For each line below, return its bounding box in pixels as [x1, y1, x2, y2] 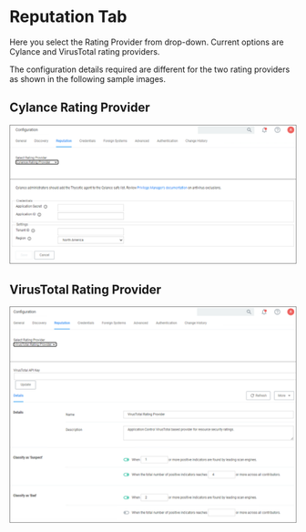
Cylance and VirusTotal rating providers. [9, 46, 160, 56]
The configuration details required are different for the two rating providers [9, 64, 291, 75]
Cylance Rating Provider [9, 100, 150, 116]
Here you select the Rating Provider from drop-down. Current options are [9, 36, 284, 47]
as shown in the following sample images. [9, 73, 167, 84]
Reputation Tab [9, 6, 127, 27]
